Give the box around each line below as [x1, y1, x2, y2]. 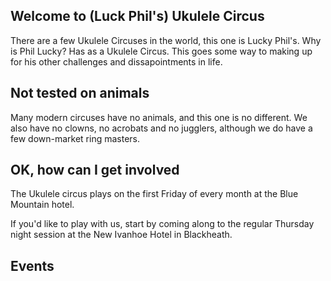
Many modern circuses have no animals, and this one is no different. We [10, 111, 308, 123]
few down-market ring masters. [10, 132, 141, 144]
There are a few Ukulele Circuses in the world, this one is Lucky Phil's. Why [10, 34, 322, 46]
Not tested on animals [10, 85, 150, 102]
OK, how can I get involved [10, 162, 180, 179]
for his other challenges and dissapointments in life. [10, 55, 223, 68]
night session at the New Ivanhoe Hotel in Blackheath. [10, 229, 233, 241]
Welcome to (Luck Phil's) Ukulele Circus [10, 8, 265, 25]
